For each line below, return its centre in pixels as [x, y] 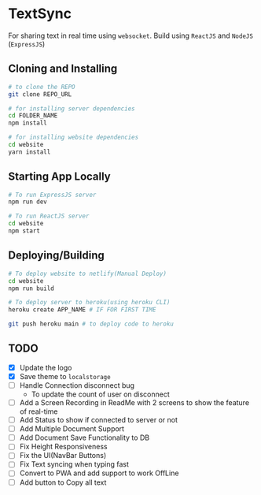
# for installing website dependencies [74, 138]
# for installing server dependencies [72, 108]
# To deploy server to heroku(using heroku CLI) [89, 303]
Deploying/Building [56, 256]
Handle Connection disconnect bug [77, 385]
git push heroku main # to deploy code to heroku [91, 324]
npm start [24, 231]
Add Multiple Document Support [72, 429]
